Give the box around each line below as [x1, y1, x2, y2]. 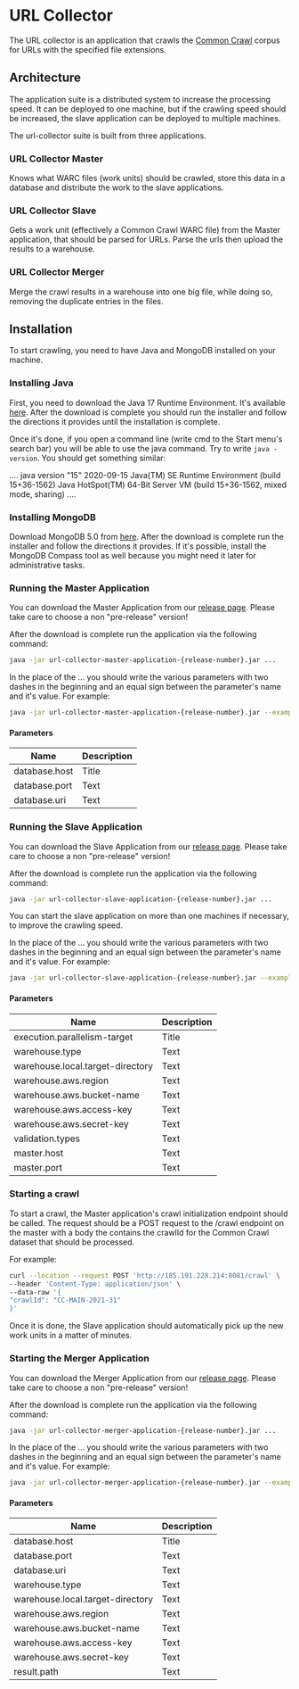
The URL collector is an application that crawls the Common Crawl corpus [9, 35, 280, 46]
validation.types [13, 1132, 80, 1145]
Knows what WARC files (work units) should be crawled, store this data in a [9, 173, 286, 184]
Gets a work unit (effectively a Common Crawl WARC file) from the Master [9, 225, 281, 236]
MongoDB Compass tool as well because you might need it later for [9, 551, 256, 561]
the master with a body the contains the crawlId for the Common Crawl [9, 1227, 270, 1238]
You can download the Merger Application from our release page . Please [9, 1372, 277, 1383]
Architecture [9, 70, 82, 86]
